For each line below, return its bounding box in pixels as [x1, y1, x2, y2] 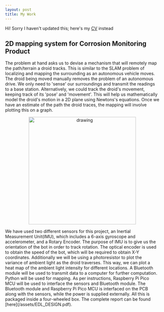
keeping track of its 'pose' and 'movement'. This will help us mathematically [5, 91, 158, 97]
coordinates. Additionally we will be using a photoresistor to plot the [5, 255, 142, 260]
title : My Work [5, 12, 36, 17]
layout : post [5, 7, 32, 12]
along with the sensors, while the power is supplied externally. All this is [5, 291, 150, 297]
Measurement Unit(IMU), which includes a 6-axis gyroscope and [5, 234, 136, 240]
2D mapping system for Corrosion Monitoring [5, 39, 147, 48]
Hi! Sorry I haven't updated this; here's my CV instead [5, 25, 114, 31]
